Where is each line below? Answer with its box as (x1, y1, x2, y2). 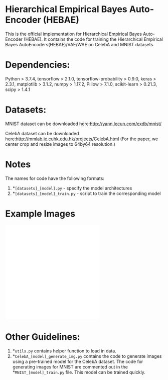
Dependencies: (5, 59, 70, 71)
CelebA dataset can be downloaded (5, 130, 79, 136)
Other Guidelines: (5, 331, 80, 342)
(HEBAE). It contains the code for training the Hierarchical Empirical (24, 36, 163, 42)
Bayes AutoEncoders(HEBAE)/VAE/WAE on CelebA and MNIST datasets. (5, 41, 154, 47)
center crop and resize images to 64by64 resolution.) (5, 141, 115, 147)
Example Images (5, 208, 76, 219)
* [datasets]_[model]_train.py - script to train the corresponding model (12, 190, 161, 197)
